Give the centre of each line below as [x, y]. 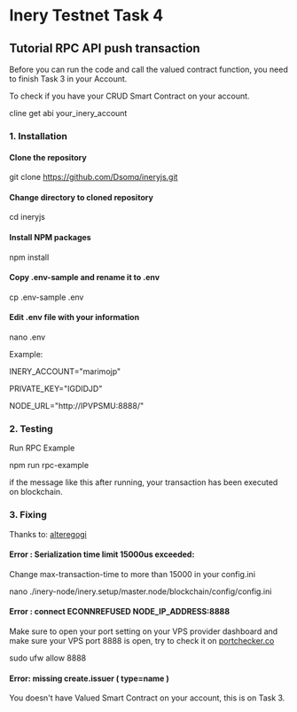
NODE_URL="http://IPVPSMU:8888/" [77, 405]
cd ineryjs [27, 217]
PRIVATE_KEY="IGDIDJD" [56, 388]
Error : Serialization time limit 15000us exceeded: [102, 554]
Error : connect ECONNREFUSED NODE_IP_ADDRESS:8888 [120, 612]
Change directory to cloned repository [81, 197]
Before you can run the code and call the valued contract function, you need [148, 69]
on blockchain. [36, 492]
